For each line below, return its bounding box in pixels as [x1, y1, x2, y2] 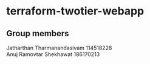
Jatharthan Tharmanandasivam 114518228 [6, 44, 112, 51]
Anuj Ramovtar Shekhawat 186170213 [6, 51, 100, 58]
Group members [6, 28, 69, 39]
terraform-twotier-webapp [6, 4, 145, 18]
